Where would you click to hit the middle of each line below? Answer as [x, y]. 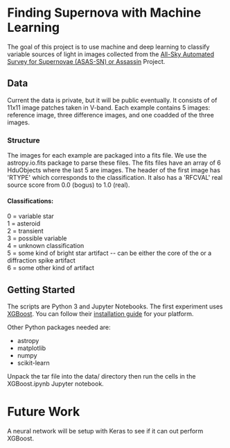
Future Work [44, 412]
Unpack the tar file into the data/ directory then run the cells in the [101, 376]
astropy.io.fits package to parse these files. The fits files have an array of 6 [114, 163]
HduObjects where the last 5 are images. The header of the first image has [114, 170]
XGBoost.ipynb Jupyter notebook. [55, 384]
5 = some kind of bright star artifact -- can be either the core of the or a [109, 253]
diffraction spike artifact [42, 260]
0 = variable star [30, 216]
